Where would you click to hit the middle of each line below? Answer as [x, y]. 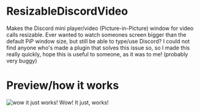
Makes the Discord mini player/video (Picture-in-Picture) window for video [100, 28]
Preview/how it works [63, 85]
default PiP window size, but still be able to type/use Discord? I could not [98, 41]
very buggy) [22, 61]
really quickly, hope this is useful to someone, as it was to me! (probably [97, 54]
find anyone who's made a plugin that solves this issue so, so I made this [98, 48]
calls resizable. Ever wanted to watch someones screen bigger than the [96, 34]
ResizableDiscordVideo [67, 11]
